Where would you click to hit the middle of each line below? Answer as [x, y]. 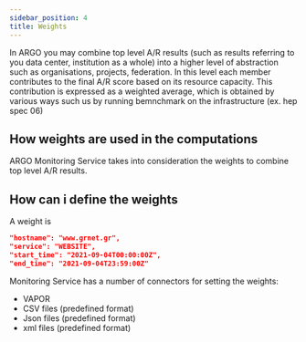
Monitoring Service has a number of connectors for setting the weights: [144, 281]
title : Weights [38, 26]
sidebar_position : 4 [49, 18]
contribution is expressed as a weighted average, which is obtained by [142, 91]
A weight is [31, 222]
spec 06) [26, 110]
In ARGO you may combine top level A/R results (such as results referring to [152, 52]
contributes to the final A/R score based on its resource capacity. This [141, 81]
